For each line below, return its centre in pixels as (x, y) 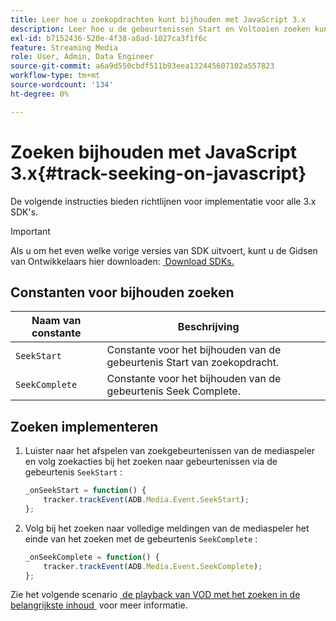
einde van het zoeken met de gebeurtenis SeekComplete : (141, 538)
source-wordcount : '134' (62, 85)
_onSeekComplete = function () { (92, 557)
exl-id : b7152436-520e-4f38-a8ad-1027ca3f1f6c (109, 38)
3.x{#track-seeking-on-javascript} (158, 173)
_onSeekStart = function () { (85, 491)
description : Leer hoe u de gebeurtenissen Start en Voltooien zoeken (160, 29)
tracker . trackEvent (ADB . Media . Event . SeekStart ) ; (146, 500)
